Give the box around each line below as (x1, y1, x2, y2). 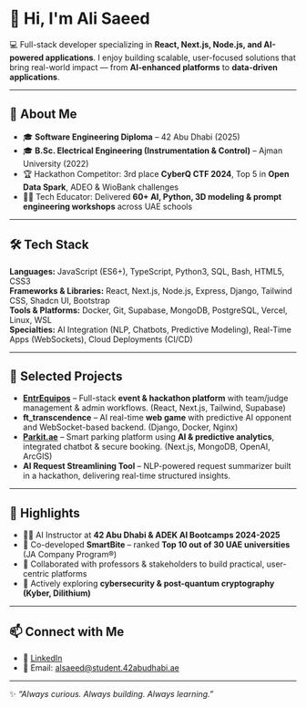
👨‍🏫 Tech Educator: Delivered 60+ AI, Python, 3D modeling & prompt (22, 191, 282, 202)
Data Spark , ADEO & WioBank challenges (22, 182, 179, 193)
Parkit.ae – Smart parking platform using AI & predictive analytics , (22, 432, 275, 442)
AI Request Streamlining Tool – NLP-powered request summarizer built (22, 461, 291, 472)
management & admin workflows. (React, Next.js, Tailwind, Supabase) (22, 402, 287, 413)
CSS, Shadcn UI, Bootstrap (9, 295, 111, 306)
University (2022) (22, 158, 89, 169)
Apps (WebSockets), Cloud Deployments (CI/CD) (9, 333, 193, 345)
